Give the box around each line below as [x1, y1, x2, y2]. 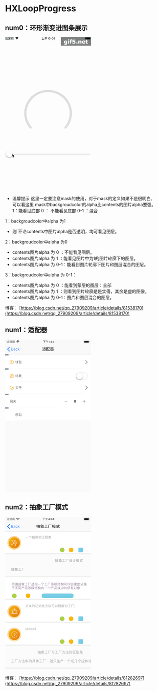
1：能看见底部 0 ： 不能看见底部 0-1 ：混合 [12, 208, 98, 213]
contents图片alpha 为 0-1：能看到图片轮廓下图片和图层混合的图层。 [12, 262, 148, 267]
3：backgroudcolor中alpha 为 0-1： [5, 272, 77, 278]
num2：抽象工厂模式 [5, 503, 68, 512]
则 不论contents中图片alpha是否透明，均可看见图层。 [12, 228, 120, 234]
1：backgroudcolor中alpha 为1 [5, 218, 66, 224]
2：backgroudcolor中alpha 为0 [5, 239, 68, 245]
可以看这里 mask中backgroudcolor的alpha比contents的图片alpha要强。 [12, 201, 156, 207]
